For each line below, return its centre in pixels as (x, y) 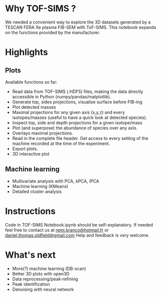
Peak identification (31, 284)
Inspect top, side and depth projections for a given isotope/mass (77, 122)
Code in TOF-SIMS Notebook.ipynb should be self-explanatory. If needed (79, 225)
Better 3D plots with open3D (41, 274)
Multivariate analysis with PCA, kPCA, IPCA (56, 181)
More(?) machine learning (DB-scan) (49, 268)
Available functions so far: (31, 82)
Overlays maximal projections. (43, 133)
